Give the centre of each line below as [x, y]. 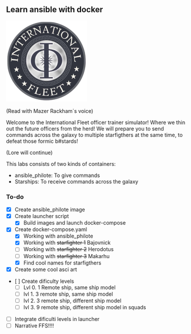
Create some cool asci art [46, 269]
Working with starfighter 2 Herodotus [68, 249]
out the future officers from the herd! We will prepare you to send [85, 128]
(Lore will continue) [29, 152]
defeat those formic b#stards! [42, 141]
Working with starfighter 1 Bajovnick [67, 243]
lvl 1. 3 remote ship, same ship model [68, 294]
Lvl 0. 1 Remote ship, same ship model [69, 287]
